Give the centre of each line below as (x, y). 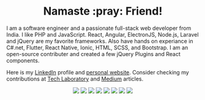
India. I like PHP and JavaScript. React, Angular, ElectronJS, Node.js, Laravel (102, 34)
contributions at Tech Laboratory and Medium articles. (75, 79)
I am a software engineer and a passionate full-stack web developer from (99, 28)
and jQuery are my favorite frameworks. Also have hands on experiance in (100, 41)
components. (23, 60)
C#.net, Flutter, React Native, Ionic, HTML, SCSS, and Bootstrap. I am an (97, 48)
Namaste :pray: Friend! (103, 11)
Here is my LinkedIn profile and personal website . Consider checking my (98, 72)
